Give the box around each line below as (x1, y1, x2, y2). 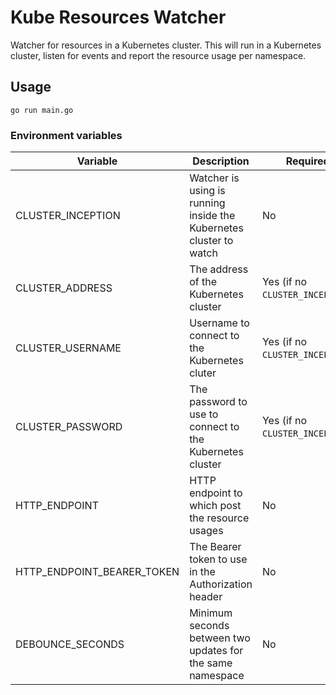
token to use (189, 552, 248, 566)
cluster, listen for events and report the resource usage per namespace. (10, 49, 307, 61)
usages (189, 524, 224, 538)
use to (189, 407, 219, 421)
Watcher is (189, 171, 240, 185)
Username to (189, 316, 250, 330)
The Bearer (189, 540, 242, 554)
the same (189, 656, 233, 670)
